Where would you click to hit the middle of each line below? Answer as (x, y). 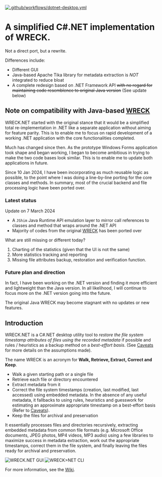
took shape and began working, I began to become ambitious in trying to (77, 153)
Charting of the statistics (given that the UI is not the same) (71, 250)
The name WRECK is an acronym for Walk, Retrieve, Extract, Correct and (79, 360)
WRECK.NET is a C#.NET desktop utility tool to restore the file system (74, 335)
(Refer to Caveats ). (31, 410)
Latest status (21, 200)
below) (19, 95)
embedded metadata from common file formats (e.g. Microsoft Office (74, 430)
